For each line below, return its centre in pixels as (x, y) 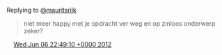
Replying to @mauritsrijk (42, 10)
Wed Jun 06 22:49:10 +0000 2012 (62, 44)
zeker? (33, 31)
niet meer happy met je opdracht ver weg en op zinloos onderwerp (119, 23)
